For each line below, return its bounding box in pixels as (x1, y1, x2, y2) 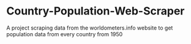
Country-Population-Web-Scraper (6, 4, 185, 18)
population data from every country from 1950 (6, 30, 123, 37)
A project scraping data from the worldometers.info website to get (6, 24, 173, 31)
